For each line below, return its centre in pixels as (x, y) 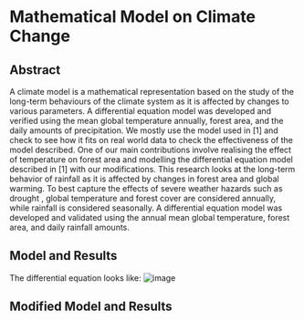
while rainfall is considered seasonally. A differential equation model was (146, 208)
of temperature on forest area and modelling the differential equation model (152, 160)
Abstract (35, 70)
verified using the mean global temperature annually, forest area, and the (147, 121)
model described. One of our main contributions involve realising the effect (151, 150)
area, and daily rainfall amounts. (70, 227)
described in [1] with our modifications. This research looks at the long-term (152, 169)
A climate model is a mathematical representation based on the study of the (152, 92)
